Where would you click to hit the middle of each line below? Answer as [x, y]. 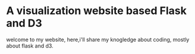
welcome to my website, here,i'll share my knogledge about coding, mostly [98, 39]
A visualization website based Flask [97, 11]
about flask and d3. [30, 46]
